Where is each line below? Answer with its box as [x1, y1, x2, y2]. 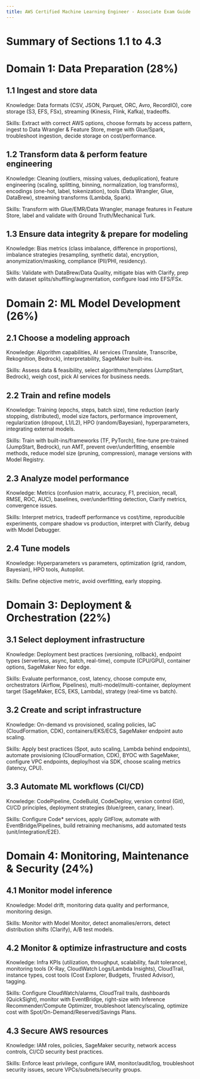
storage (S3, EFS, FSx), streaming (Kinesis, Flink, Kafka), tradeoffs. [6, 108, 171, 115]
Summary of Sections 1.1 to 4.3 [6, 34, 162, 48]
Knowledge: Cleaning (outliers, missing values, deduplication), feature [6, 175, 179, 182]
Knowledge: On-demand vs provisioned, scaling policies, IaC [6, 721, 156, 728]
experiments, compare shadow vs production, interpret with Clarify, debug [6, 520, 190, 527]
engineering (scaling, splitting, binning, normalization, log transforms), [6, 181, 179, 188]
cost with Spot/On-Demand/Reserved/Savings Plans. [6, 1008, 137, 1016]
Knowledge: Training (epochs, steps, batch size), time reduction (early [6, 406, 179, 413]
